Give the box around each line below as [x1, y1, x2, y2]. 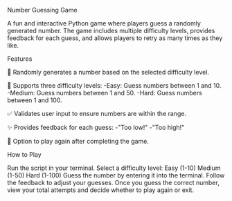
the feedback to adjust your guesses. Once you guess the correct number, [7, 179, 220, 186]
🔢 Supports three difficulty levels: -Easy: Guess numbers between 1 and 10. [7, 82, 222, 89]
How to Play [7, 151, 42, 158]
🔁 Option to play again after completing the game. [7, 137, 149, 145]
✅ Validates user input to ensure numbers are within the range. [7, 110, 187, 117]
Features [7, 55, 33, 63]
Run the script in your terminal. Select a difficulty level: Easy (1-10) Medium [7, 164, 221, 172]
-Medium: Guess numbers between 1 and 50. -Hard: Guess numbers [7, 89, 202, 97]
